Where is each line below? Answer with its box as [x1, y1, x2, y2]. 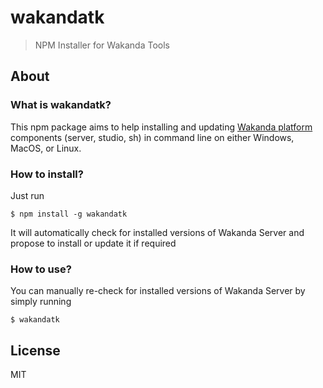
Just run [10, 189, 45, 201]
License [10, 342, 61, 359]
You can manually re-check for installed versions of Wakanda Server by [10, 285, 306, 297]
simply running [10, 296, 72, 308]
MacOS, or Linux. [10, 142, 82, 154]
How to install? [10, 167, 84, 181]
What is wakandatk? [10, 98, 112, 112]
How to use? [10, 262, 72, 276]
